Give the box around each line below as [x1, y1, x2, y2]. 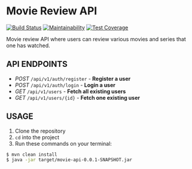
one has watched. [6, 42, 51, 49]
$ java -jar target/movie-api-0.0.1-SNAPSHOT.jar [6, 157, 133, 163]
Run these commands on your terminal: [14, 140, 112, 147]
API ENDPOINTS [6, 59, 68, 69]
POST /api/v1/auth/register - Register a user [14, 75, 131, 82]
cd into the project [14, 133, 60, 141]
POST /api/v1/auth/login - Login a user [14, 81, 115, 88]
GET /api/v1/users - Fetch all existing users [14, 88, 126, 95]
